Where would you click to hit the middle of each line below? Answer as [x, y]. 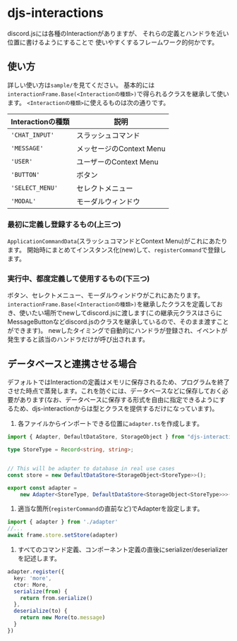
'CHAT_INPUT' [33, 135]
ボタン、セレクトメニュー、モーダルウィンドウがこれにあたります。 [106, 295]
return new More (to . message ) [63, 618]
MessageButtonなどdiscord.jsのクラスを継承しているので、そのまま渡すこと [118, 322]
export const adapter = [42, 488]
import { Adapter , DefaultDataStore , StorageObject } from [96, 437]
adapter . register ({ [36, 572]
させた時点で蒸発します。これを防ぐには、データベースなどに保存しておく [115, 391]
